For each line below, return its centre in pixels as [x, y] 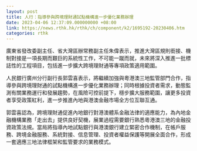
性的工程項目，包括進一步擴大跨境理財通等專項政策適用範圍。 [85, 66]
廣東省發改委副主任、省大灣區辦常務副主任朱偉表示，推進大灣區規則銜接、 [96, 51]
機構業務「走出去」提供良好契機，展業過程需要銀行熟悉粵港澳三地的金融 [98, 120]
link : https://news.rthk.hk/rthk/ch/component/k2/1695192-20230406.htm [95, 28]
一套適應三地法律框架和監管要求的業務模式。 [60, 142]
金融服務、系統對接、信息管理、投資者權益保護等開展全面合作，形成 [108, 135]
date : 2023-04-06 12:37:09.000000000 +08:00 [61, 22]
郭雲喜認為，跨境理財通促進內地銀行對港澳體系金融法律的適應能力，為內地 [96, 113]
